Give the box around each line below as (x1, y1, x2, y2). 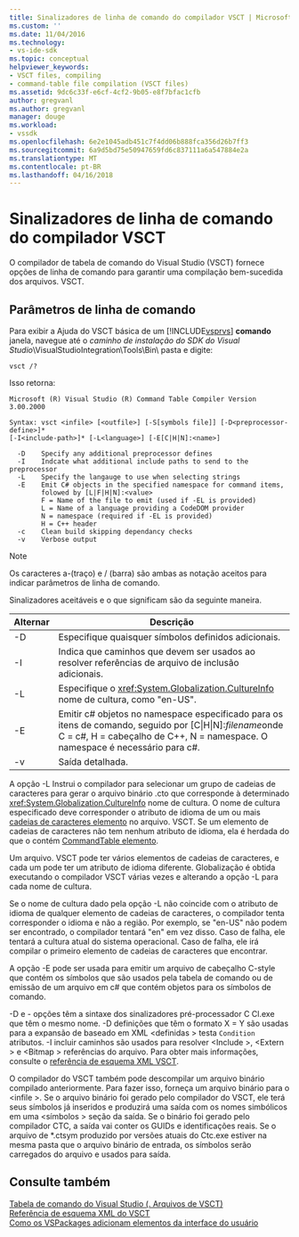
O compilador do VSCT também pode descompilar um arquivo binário (9, 1073, 265, 1084)
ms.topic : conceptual (9, 54, 90, 63)
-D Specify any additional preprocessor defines (17, 449, 214, 458)
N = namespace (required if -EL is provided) (41, 512, 214, 520)
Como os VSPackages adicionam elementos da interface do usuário (9, 1217, 259, 1228)
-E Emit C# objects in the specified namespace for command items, (17, 480, 285, 489)
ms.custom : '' (9, 21, 62, 30)
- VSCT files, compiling (9, 71, 101, 80)
